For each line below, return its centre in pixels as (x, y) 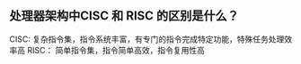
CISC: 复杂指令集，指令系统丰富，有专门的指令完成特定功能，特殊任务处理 (147, 39)
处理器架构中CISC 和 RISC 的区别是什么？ (124, 16)
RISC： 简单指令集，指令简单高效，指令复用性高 (115, 50)
